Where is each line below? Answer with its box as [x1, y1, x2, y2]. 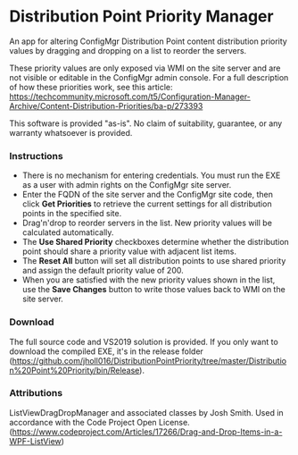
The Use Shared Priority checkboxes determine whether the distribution [21, 237, 290, 248]
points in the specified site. [21, 208, 122, 219]
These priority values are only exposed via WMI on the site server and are [9, 63, 281, 73]
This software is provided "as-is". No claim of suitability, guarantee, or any [9, 118, 283, 129]
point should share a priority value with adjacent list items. [21, 246, 236, 257]
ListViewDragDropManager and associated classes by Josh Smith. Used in [9, 407, 284, 417]
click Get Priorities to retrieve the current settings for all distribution [21, 198, 272, 209]
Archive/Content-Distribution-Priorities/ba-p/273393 [9, 100, 203, 111]
